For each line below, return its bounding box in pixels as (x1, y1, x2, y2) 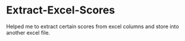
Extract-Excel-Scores (6, 4, 115, 17)
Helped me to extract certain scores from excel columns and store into (6, 23, 180, 30)
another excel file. (6, 29, 51, 36)
